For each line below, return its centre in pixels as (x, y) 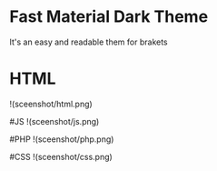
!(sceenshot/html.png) (51, 104)
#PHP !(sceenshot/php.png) (62, 139)
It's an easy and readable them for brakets (89, 42)
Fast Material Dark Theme (109, 17)
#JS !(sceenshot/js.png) (54, 121)
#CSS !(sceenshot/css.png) (61, 156)
